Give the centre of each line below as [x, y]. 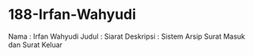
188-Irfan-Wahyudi [72, 15]
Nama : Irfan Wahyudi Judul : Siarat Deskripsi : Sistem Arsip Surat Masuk [127, 36]
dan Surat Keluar [36, 44]
